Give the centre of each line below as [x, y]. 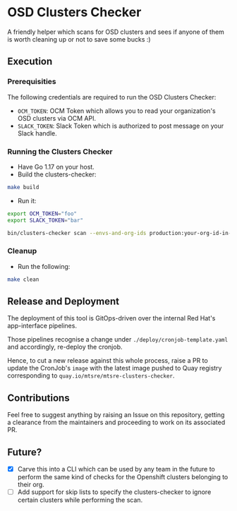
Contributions [38, 398]
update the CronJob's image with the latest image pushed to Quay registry [115, 368]
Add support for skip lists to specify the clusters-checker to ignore [114, 492]
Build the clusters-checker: [57, 174]
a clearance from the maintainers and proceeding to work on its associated [116, 422]
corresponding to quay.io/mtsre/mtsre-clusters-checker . [91, 375]
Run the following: [44, 266]
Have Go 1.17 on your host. [56, 167]
